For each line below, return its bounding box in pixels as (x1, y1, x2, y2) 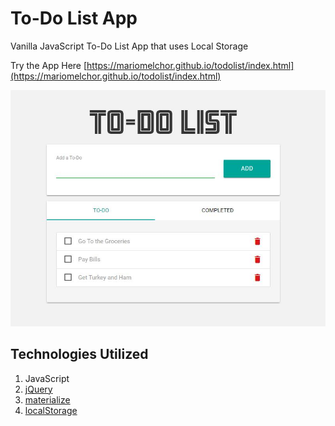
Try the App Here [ (10, 59, 88, 71)
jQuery (24, 383, 53, 395)
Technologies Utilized (10, 346, 149, 363)
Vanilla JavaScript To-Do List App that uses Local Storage (10, 40, 249, 52)
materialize (24, 393, 71, 406)
